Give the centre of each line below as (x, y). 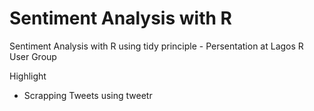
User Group (33, 56)
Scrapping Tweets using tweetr (88, 95)
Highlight (28, 76)
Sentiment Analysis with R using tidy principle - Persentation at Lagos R (156, 46)
